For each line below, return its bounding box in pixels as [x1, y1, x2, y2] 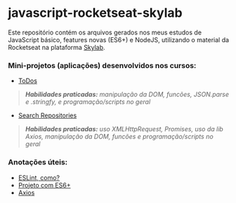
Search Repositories [18, 111, 77, 120]
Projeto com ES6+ [18, 181, 71, 189]
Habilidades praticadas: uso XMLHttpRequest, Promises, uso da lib [25, 125, 223, 133]
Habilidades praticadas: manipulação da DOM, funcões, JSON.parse [25, 90, 230, 99]
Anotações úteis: [8, 157, 68, 167]
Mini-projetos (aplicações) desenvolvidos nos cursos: [8, 60, 197, 70]
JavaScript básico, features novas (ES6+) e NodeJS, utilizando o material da [8, 35, 230, 44]
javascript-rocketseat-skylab [8, 5, 183, 21]
